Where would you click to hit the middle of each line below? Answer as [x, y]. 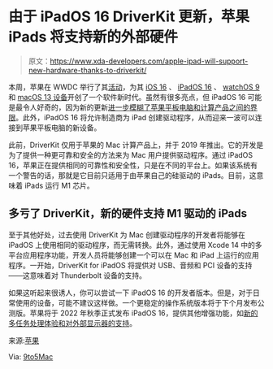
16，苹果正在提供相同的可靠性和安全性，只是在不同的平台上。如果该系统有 [133, 165]
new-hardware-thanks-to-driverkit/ [87, 70]
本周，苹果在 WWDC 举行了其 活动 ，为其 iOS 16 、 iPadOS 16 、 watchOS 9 [134, 87]
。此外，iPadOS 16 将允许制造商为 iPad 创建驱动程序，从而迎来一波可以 [136, 117]
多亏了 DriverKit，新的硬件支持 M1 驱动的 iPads [128, 213]
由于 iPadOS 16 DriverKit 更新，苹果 [129, 17]
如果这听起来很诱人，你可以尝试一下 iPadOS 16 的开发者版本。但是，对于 [131, 293]
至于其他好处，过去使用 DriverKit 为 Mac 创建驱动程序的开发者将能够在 [127, 234]
